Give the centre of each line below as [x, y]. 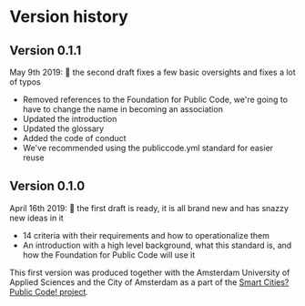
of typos [25, 82]
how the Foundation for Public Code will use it [109, 255]
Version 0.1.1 [46, 51]
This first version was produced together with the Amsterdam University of [150, 272]
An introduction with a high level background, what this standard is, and [157, 245]
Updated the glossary [63, 128]
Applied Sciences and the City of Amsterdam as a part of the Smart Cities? [149, 282]
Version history [69, 17]
